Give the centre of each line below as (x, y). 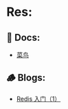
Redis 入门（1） (38, 99)
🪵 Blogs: (26, 78)
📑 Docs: (23, 38)
